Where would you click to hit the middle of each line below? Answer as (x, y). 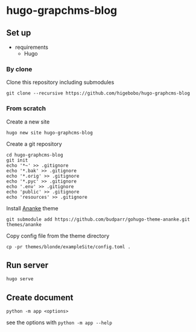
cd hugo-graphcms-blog (35, 155)
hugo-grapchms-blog (62, 11)
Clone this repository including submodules (60, 83)
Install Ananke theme (32, 208)
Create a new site (28, 122)
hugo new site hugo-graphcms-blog (50, 133)
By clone (19, 69)
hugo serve (20, 279)
